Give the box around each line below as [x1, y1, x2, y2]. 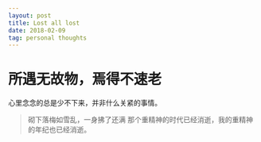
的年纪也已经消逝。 [27, 125, 92, 135]
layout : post [8, 11, 52, 20]
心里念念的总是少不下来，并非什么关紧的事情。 [8, 98, 162, 108]
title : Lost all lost [8, 19, 80, 27]
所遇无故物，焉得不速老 [8, 71, 162, 88]
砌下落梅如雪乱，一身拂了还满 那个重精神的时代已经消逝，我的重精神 [27, 115, 253, 125]
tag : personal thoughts [8, 33, 88, 42]
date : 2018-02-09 [8, 26, 66, 34]
